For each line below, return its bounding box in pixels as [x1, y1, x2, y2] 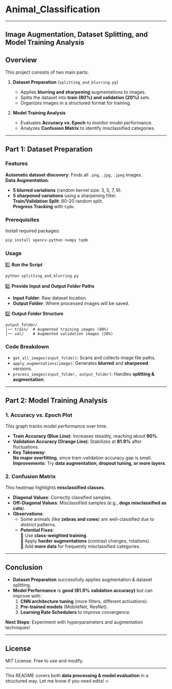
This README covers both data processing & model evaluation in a [5, 673, 148, 679]
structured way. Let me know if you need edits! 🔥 [5, 678, 109, 684]
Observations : [12, 510, 45, 517]
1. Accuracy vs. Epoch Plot [5, 411, 73, 418]
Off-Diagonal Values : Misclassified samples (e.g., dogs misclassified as [12, 500, 167, 506]
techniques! [5, 625, 30, 631]
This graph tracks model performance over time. [5, 423, 107, 429]
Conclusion [5, 563, 43, 571]
